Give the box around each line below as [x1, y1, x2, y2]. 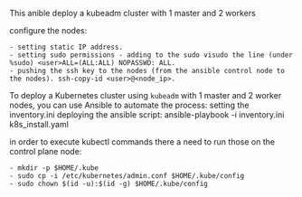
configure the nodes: [9, 25, 88, 35]
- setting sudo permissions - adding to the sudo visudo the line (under [9, 51, 294, 60]
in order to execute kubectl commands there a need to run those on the [9, 136, 276, 147]
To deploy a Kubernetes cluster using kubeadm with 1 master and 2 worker [9, 90, 282, 100]
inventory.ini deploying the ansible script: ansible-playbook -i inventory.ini [9, 109, 285, 120]
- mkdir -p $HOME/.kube [9, 164, 99, 173]
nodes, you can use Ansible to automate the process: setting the [9, 99, 250, 110]
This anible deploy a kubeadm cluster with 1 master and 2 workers [9, 8, 256, 18]
